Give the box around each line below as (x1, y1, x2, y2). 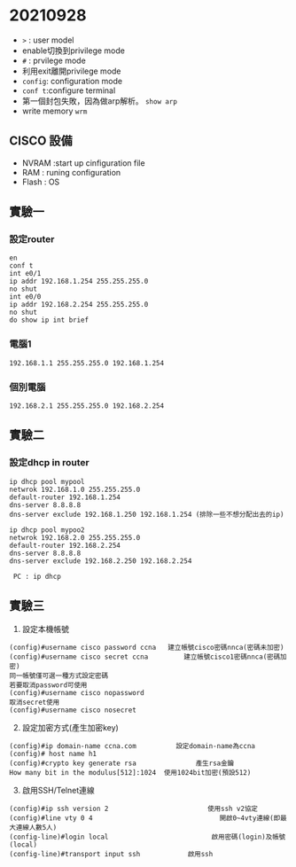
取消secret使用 (9, 698, 60, 707)
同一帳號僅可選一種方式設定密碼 (9, 671, 109, 680)
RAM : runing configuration (21, 167, 121, 177)
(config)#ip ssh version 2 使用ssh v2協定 (9, 804, 259, 813)
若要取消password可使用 (9, 680, 88, 690)
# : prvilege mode (21, 55, 86, 66)
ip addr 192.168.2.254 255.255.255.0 (9, 301, 149, 309)
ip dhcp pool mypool (9, 477, 86, 486)
